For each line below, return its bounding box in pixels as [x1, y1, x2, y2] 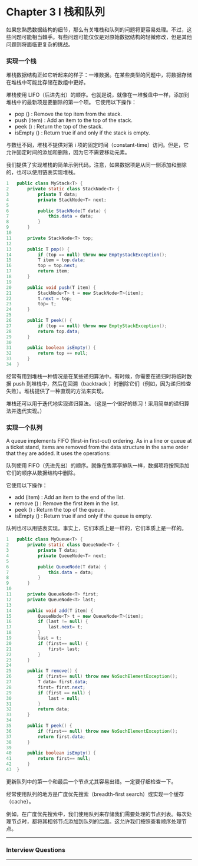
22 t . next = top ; [6, 295, 72, 301]
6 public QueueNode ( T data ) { [6, 564, 107, 569]
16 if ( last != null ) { [6, 618, 88, 625]
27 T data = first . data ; [6, 679, 88, 685]
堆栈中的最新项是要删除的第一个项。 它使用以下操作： [6, 98, 137, 106]
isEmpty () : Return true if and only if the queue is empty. [14, 512, 153, 519]
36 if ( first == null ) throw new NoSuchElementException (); [6, 728, 178, 734]
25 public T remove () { [6, 668, 78, 674]
